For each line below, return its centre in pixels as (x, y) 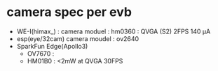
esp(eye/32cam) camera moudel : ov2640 (78, 38)
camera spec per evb (69, 12)
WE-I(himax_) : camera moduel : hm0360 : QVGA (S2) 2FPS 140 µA (114, 31)
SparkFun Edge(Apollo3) (52, 46)
